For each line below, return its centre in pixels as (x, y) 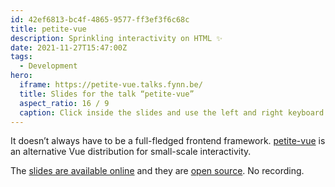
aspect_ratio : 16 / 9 (64, 103)
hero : (21, 76)
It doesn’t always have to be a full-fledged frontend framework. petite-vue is (168, 141)
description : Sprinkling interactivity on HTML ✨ (116, 38)
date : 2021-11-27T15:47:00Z (69, 47)
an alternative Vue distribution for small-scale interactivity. (131, 152)
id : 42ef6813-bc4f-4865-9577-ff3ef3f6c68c (100, 19)
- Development (48, 66)
